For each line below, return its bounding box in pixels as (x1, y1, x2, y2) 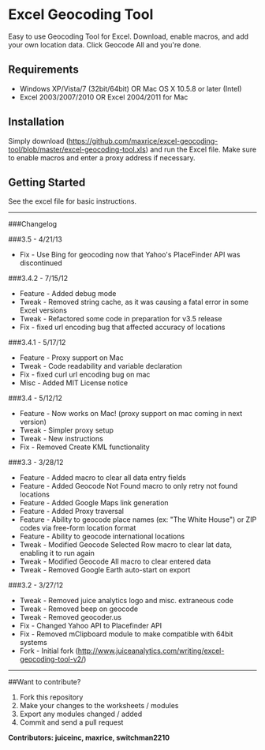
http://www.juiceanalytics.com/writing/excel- (77, 646, 225, 656)
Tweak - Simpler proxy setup (19, 426, 114, 435)
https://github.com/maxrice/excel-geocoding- (68, 136, 218, 145)
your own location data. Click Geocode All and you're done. (8, 39, 202, 49)
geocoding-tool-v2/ (19, 654, 84, 664)
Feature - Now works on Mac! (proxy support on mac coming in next (19, 409, 243, 418)
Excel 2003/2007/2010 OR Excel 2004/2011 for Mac (19, 92, 188, 102)
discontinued (19, 258, 63, 268)
